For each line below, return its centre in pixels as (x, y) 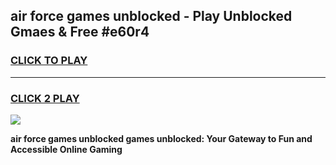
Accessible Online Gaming (66, 149)
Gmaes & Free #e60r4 (80, 32)
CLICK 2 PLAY (45, 98)
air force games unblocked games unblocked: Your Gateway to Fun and (161, 138)
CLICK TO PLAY (49, 61)
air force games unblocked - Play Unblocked (151, 16)
